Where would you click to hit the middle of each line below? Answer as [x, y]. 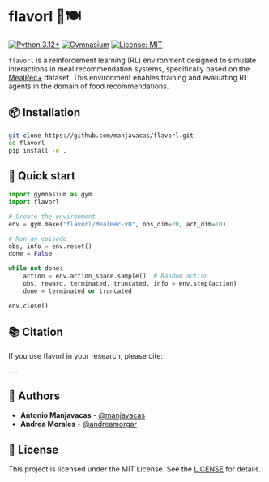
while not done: [36, 269]
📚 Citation [36, 332]
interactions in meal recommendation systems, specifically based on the [129, 69]
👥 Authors [34, 396]
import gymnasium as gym [50, 195]
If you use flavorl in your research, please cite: [86, 355]
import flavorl [34, 202]
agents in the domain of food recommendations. [89, 86]
